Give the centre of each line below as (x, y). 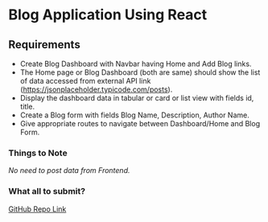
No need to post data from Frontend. (69, 171)
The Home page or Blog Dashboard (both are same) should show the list (140, 72)
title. (27, 107)
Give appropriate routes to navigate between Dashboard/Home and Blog (140, 123)
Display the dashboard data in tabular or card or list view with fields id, (137, 98)
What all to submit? (47, 191)
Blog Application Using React (108, 15)
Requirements (44, 45)
